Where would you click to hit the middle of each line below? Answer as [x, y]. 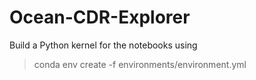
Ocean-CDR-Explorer [100, 17]
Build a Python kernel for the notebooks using [103, 45]
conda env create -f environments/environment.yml [140, 64]
